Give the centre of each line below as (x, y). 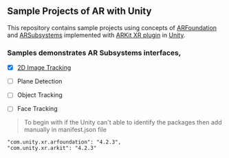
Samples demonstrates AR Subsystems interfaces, (94, 53)
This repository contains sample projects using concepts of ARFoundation (112, 27)
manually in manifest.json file (65, 130)
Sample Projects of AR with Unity (79, 11)
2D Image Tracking (44, 68)
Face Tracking (37, 109)
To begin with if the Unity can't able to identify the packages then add (123, 122)
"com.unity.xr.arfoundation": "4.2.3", (64, 142)
